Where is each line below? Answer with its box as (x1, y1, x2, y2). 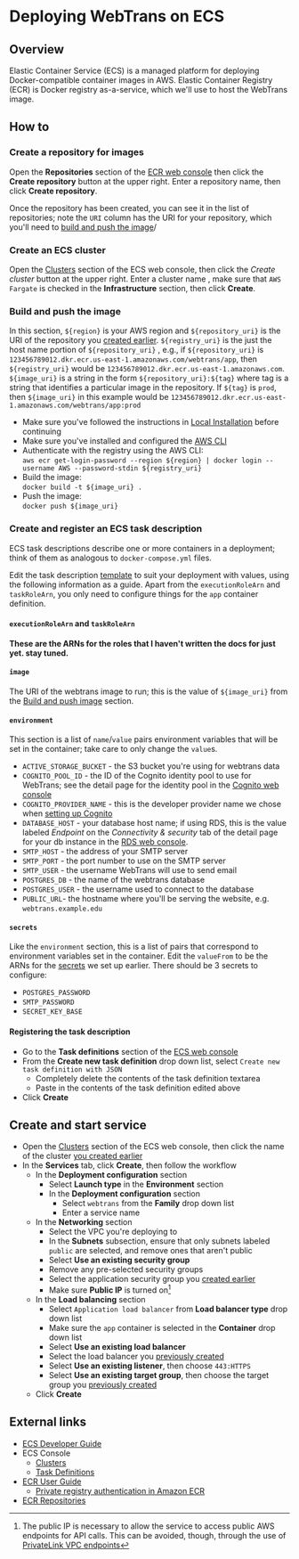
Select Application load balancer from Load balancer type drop (48, 1303, 288, 1315)
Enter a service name (61, 1207, 141, 1218)
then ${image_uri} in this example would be (9, 392, 169, 403)
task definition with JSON (21, 1065, 123, 1074)
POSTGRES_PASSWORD (21, 989, 91, 998)
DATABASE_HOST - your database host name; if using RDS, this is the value (21, 818, 287, 828)
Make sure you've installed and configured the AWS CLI (21, 436, 227, 446)
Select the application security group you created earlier (48, 1274, 256, 1285)
